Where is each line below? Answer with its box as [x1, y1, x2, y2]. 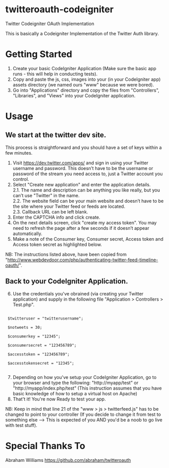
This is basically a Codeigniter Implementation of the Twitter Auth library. [5, 30, 159, 36]
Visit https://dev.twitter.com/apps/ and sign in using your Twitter [12, 160, 149, 166]
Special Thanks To [5, 440, 86, 452]
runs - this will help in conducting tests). [12, 71, 98, 77]
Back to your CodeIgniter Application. [5, 277, 128, 286]
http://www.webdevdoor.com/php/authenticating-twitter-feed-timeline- [7, 257, 158, 263]
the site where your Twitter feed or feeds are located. [12, 203, 125, 209]
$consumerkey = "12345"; [7, 334, 60, 339]
